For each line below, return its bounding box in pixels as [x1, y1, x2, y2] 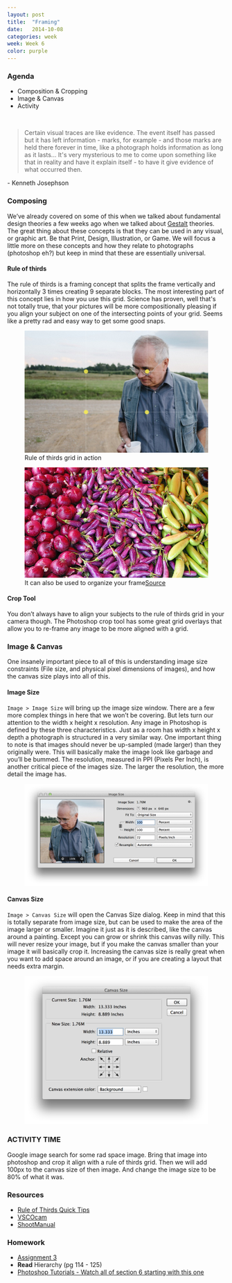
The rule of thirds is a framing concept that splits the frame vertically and [7, 280, 216, 288]
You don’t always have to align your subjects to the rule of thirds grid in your [7, 610, 225, 618]
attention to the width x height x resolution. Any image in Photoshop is [7, 718, 207, 726]
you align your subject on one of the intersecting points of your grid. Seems [7, 309, 223, 318]
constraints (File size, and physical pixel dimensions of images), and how [7, 665, 216, 673]
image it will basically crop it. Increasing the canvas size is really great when [7, 947, 225, 955]
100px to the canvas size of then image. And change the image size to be [7, 1165, 216, 1174]
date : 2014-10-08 [7, 26, 64, 33]
